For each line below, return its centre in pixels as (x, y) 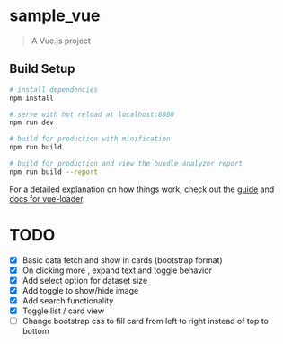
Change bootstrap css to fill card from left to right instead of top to (146, 321)
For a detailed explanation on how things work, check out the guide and (142, 189)
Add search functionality (68, 300)
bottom (35, 331)
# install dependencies (54, 90)
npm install (31, 98)
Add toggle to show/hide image (80, 290)
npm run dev (31, 122)
